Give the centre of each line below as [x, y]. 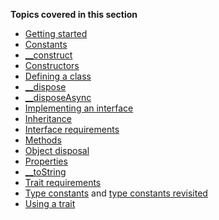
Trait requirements [63, 182]
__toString [45, 172]
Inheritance [48, 118]
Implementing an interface [79, 108]
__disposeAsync [58, 97]
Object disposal [57, 150]
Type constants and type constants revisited [116, 193]
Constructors [52, 65]
